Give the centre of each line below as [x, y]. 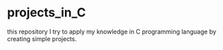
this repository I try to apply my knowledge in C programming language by [112, 32]
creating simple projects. [42, 38]
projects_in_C [47, 13]
